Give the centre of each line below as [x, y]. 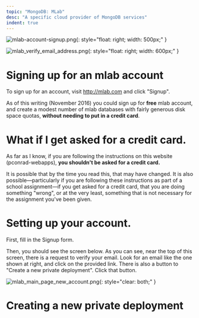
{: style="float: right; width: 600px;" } [134, 51]
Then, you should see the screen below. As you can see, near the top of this [99, 251]
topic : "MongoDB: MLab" [36, 12]
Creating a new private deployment [95, 306]
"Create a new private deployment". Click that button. [72, 270]
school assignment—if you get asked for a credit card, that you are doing [96, 187]
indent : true [22, 23]
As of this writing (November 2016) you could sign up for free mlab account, [99, 103]
